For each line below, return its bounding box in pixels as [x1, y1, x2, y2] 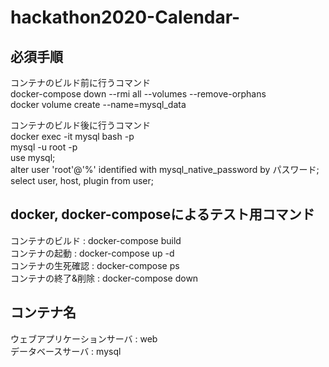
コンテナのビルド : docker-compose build [10, 234, 182, 246]
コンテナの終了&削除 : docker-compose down [10, 272, 199, 284]
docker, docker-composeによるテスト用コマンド [10, 206, 315, 223]
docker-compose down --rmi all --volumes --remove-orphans [10, 88, 267, 100]
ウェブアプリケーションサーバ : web [10, 332, 158, 345]
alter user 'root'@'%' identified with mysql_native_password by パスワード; [10, 164, 320, 175]
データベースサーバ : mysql [10, 345, 122, 357]
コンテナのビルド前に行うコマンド [10, 77, 151, 88]
